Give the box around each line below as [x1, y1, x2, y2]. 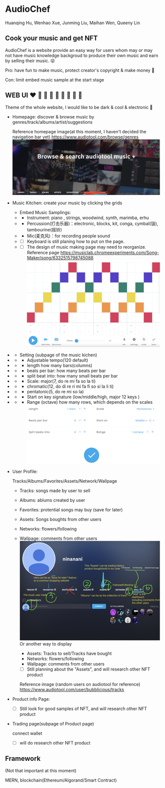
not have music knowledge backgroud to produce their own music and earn [5, 52, 159, 58]
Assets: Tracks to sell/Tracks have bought [27, 650, 112, 656]
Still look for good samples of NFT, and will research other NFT [19, 706, 147, 712]
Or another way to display [19, 640, 72, 647]
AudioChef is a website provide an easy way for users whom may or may [5, 47, 153, 53]
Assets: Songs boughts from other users [19, 517, 102, 523]
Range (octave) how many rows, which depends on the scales [27, 399, 153, 405]
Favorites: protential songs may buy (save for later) [19, 507, 123, 513]
